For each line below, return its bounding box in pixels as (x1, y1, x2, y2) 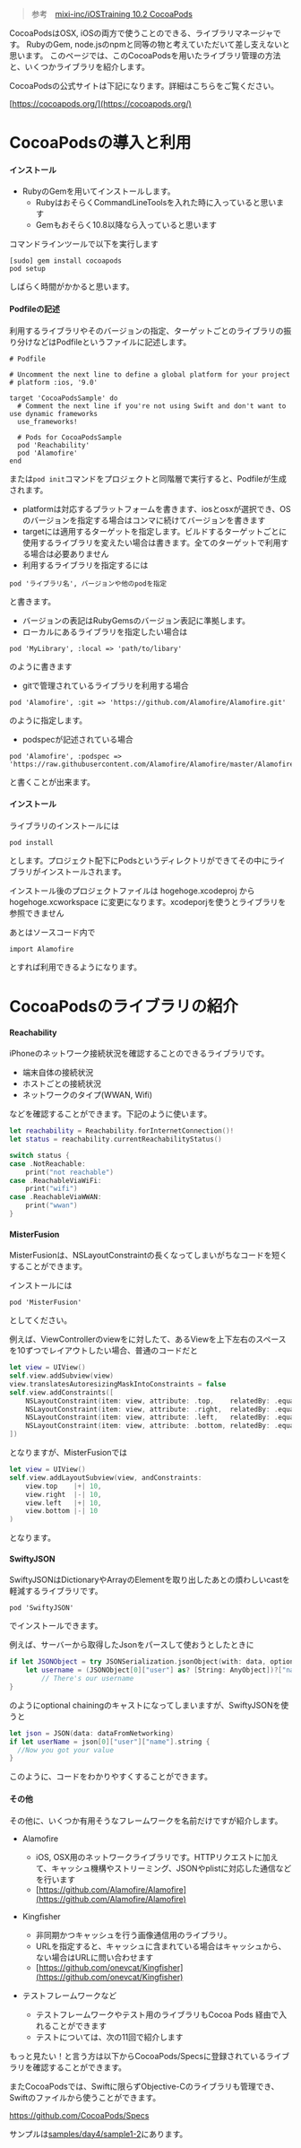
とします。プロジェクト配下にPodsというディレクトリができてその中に (9, 855, 271, 865)
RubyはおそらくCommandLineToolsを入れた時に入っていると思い (35, 197, 277, 208)
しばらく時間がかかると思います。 (9, 282, 134, 292)
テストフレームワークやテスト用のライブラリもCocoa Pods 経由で (35, 2009, 279, 2020)
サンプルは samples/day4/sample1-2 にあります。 (9, 2128, 188, 2139)
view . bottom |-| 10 (25, 1507, 99, 1516)
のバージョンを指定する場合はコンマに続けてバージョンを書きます (21, 515, 266, 526)
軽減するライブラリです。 (9, 1586, 103, 1596)
